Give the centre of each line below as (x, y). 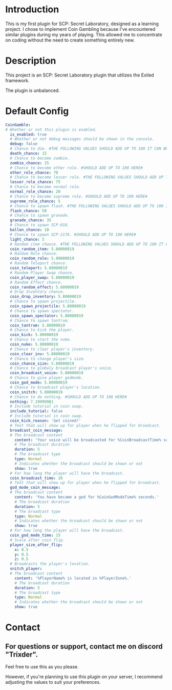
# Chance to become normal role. (46, 187)
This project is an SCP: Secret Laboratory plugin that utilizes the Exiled (80, 75)
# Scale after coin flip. (38, 540)
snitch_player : (26, 569)
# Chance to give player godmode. (47, 378)
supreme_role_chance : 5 (35, 201)
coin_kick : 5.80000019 (34, 335)
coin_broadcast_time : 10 (36, 478)
